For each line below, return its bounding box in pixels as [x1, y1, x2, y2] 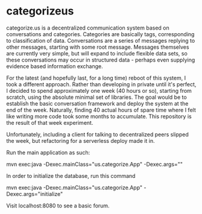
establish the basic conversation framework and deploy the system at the [6, 99, 189, 107]
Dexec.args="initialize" [6, 190, 63, 197]
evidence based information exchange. [6, 62, 104, 70]
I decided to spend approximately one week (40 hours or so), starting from [6, 87, 192, 94]
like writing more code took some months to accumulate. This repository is [6, 113, 192, 120]
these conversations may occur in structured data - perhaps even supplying [6, 56, 195, 63]
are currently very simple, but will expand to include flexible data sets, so [6, 49, 188, 57]
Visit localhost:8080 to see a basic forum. [6, 202, 110, 209]
